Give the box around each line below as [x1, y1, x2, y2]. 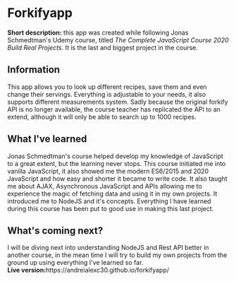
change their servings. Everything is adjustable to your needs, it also [7, 90, 206, 98]
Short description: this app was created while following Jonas [7, 28, 189, 37]
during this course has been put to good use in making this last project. [7, 204, 214, 213]
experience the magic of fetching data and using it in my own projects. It [7, 189, 218, 198]
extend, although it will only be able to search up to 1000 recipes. [7, 112, 197, 121]
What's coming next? [7, 225, 104, 237]
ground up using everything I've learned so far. [7, 258, 144, 267]
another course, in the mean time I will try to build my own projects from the [7, 251, 228, 259]
